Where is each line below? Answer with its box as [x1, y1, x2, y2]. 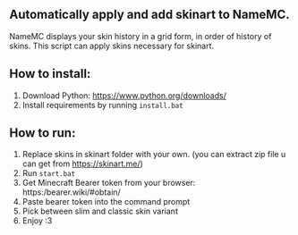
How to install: [9, 66, 91, 81]
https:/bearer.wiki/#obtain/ [21, 187, 121, 197]
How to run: [9, 125, 76, 141]
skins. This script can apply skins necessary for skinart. [9, 40, 215, 51]
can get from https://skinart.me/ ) [21, 158, 143, 169]
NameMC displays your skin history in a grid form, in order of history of [9, 30, 272, 41]
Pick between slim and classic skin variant [21, 206, 179, 217]
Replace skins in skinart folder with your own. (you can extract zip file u [21, 149, 286, 160]
